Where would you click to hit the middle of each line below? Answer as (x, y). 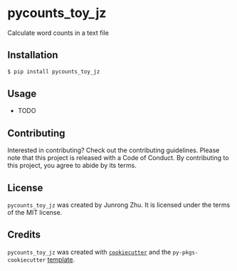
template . (61, 259)
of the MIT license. (35, 213)
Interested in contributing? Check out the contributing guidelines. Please (114, 150)
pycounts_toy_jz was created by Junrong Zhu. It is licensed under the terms (119, 205)
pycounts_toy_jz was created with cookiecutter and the (89, 252)
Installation (33, 55)
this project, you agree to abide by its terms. (72, 166)
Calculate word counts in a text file (58, 33)
